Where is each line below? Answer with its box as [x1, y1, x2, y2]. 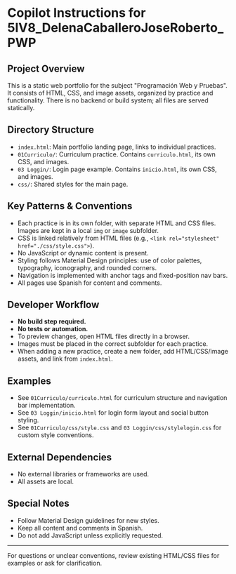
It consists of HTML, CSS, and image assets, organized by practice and [7, 89, 214, 97]
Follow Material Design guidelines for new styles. [17, 516, 159, 524]
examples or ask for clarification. [7, 559, 103, 567]
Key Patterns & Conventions [7, 200, 133, 212]
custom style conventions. [17, 431, 94, 439]
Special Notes [7, 498, 70, 509]
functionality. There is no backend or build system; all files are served [7, 96, 209, 105]
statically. [7, 104, 35, 112]
